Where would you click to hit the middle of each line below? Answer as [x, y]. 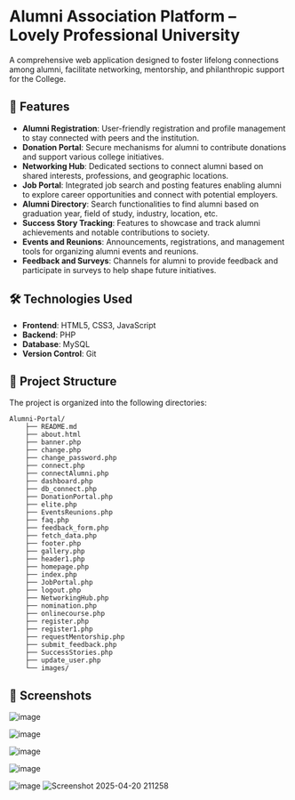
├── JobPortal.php [59, 583]
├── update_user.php [63, 660]
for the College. [38, 78]
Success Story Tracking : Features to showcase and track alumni [141, 222]
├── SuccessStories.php [69, 653]
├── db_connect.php [61, 489]
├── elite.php [51, 505]
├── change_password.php [71, 458]
